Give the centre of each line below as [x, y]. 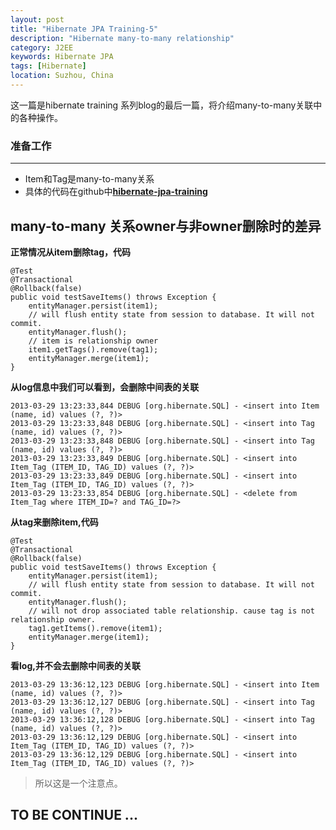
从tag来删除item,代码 [54, 522]
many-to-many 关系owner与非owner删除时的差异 [166, 226]
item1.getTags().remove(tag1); [93, 349]
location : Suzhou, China [62, 76]
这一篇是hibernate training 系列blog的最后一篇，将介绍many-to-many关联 [162, 105]
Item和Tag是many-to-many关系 [89, 179]
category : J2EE [42, 47]
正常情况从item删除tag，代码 [71, 252]
